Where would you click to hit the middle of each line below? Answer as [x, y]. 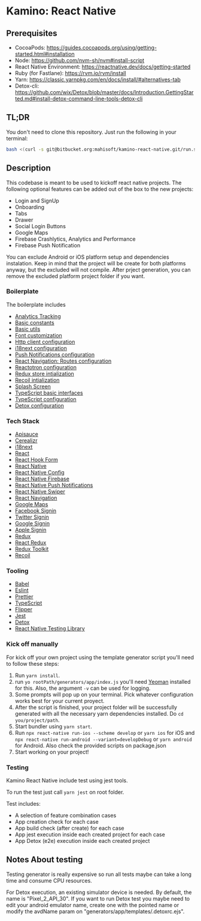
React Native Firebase [42, 479]
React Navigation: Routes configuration [63, 361]
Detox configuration [39, 405]
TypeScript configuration [45, 399]
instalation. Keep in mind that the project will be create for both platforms [96, 263]
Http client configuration [45, 342]
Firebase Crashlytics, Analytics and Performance [75, 239]
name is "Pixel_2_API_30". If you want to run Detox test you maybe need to [98, 898]
